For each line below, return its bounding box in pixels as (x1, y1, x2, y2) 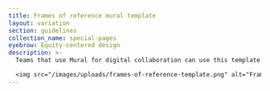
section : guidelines (8, 26, 78, 34)
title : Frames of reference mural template (8, 11, 157, 20)
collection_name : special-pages (8, 34, 117, 42)
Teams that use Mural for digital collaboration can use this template (15, 57, 261, 65)
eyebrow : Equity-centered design (8, 42, 121, 49)
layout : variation (8, 19, 70, 27)
